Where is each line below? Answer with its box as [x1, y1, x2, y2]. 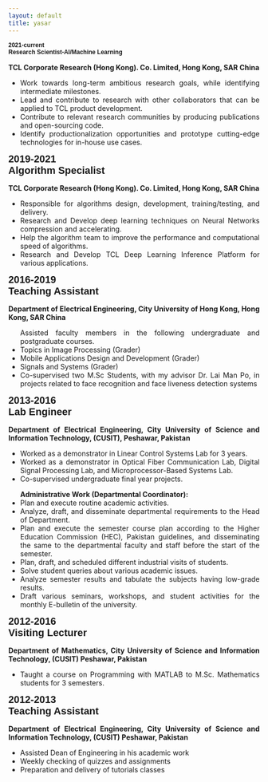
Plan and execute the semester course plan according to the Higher [19, 523, 260, 533]
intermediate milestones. [19, 86, 101, 96]
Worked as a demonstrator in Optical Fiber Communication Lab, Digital [19, 456, 260, 467]
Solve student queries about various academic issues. [19, 566, 198, 575]
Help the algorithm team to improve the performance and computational [19, 232, 260, 242]
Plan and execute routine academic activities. [19, 498, 169, 508]
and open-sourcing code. [19, 120, 104, 130]
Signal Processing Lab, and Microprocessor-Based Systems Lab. [19, 465, 234, 475]
